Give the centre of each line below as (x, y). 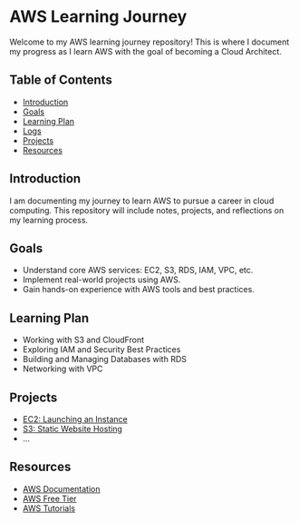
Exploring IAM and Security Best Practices (101, 350)
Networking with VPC (63, 369)
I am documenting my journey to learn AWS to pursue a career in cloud (142, 201)
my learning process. (49, 220)
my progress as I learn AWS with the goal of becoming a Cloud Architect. (146, 51)
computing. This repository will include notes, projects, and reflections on (147, 210)
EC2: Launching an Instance (75, 419)
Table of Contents (61, 80)
